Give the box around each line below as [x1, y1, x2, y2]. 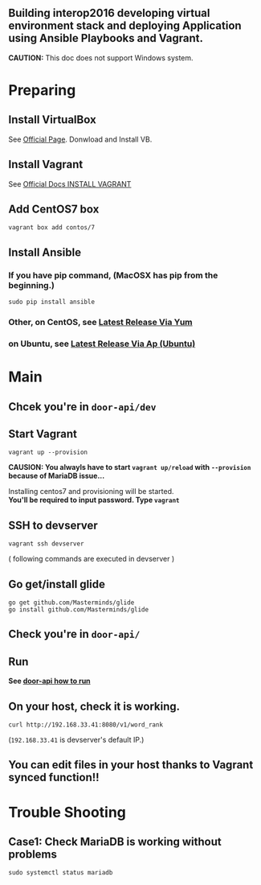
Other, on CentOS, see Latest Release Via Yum [8, 317, 193, 328]
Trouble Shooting [8, 803, 127, 821]
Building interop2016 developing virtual [8, 6, 210, 20]
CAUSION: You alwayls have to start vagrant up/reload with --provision [8, 463, 251, 472]
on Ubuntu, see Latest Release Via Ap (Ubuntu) [8, 338, 196, 349]
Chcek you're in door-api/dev [8, 400, 157, 414]
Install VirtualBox [8, 113, 96, 127]
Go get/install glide [8, 577, 106, 591]
